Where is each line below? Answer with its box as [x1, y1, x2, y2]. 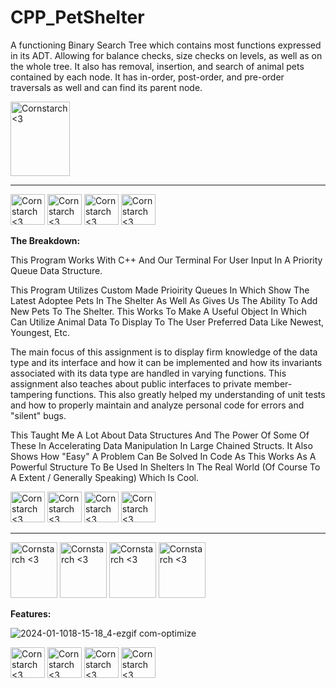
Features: [10, 607, 52, 620]
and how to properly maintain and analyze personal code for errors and [10, 399, 305, 411]
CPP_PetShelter [10, 6, 145, 29]
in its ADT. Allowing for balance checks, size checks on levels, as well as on [10, 49, 323, 61]
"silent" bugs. [10, 409, 67, 421]
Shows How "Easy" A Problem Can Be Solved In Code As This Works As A [10, 450, 317, 462]
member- [253, 377, 293, 390]
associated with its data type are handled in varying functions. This [10, 367, 287, 379]
